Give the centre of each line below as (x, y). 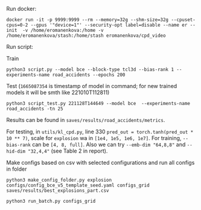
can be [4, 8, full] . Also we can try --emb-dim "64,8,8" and (109, 145)
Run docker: (21, 9)
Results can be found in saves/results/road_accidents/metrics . (86, 120)
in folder (17, 169)
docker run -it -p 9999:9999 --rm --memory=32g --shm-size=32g (88, 20)
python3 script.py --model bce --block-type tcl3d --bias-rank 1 (90, 69)
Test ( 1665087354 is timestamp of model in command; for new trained (92, 86)
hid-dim (16, 151)
